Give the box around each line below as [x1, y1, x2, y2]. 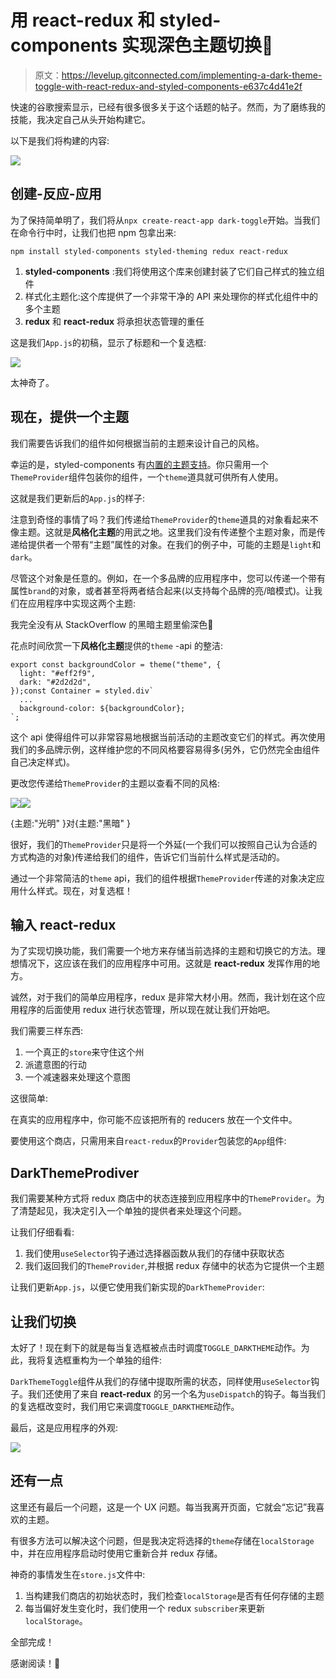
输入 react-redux [10, 916, 117, 933]
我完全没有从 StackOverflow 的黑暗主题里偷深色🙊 [10, 618, 214, 630]
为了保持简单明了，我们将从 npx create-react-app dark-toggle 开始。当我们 [10, 214, 321, 226]
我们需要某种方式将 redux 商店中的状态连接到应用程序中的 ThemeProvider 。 [10, 1192, 317, 1205]
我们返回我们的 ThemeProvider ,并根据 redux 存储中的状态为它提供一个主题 [24, 1260, 325, 1272]
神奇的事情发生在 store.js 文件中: [10, 1568, 146, 1580]
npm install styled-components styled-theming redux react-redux [10, 246, 288, 256]
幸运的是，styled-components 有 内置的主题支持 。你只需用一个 [10, 458, 269, 470]
